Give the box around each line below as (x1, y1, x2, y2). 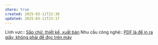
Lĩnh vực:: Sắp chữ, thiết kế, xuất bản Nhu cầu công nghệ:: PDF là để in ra (5, 30, 153, 35)
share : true (5, 7, 29, 12)
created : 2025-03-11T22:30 (5, 12, 60, 16)
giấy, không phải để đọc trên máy (5, 34, 72, 40)
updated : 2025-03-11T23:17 (5, 16, 60, 21)
